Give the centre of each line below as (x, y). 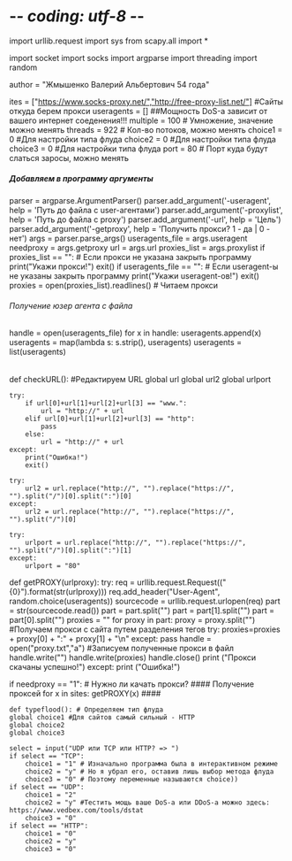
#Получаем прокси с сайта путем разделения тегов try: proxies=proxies (145, 629)
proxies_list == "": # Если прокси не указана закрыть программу (130, 257)
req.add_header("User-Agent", (165, 591)
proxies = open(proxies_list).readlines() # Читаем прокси (114, 285)
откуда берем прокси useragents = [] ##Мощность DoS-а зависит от (139, 111)
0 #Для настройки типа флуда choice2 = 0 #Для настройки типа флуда (142, 139)
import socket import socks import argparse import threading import (133, 58)
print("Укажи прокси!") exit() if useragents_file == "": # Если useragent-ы (144, 266)
